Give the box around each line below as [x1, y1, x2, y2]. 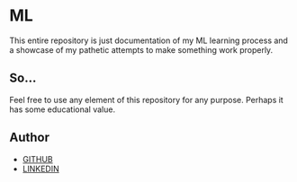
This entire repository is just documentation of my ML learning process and [9, 35, 288, 46]
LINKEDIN [22, 163, 60, 174]
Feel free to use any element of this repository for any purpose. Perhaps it [9, 94, 283, 105]
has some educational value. [9, 104, 115, 115]
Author [9, 130, 49, 145]
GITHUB [22, 153, 54, 164]
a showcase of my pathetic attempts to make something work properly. [9, 44, 274, 55]
